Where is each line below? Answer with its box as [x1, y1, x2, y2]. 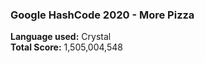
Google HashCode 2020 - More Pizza [10, 8, 195, 22]
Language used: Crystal [10, 31, 112, 43]
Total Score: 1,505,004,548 [10, 41, 123, 53]
